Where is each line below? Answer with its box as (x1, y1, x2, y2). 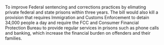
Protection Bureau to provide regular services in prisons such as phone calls (5, 25, 159, 31)
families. (5, 35, 22, 41)
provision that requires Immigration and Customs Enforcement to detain (5, 15, 149, 20)
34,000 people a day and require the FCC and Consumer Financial (5, 20, 139, 25)
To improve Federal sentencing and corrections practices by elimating (5, 4, 146, 10)
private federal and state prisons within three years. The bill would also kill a (5, 9, 158, 15)
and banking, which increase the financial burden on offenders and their (5, 30, 151, 36)
